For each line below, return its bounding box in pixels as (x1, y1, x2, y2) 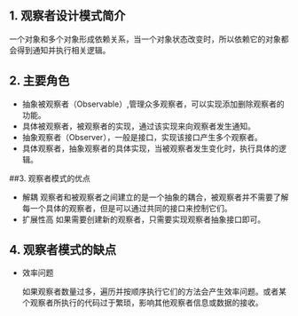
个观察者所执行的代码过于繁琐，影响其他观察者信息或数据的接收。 (21, 297, 263, 308)
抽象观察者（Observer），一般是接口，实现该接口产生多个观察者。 (21, 131, 263, 142)
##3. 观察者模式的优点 (9, 172, 91, 184)
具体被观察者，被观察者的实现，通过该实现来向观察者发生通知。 (21, 121, 255, 131)
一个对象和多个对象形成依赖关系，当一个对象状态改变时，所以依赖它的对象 (9, 34, 281, 44)
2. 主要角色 (9, 74, 70, 89)
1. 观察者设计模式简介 (9, 8, 126, 24)
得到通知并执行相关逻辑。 (16, 44, 111, 55)
